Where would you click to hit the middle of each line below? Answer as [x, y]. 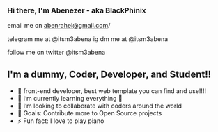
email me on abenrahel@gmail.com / [59, 26]
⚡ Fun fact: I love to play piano [61, 121]
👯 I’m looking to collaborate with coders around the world [100, 106]
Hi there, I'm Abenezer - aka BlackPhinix [77, 10]
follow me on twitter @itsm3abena [56, 52]
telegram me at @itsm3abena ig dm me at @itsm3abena [88, 39]
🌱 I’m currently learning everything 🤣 [70, 99]
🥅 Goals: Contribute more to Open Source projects [89, 113]
